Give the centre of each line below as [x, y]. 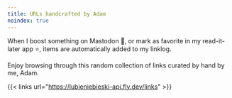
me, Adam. [23, 72]
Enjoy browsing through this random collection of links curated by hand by [116, 65]
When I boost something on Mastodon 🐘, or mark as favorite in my [104, 40]
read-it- [214, 40]
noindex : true [28, 21]
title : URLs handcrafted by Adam [57, 14]
